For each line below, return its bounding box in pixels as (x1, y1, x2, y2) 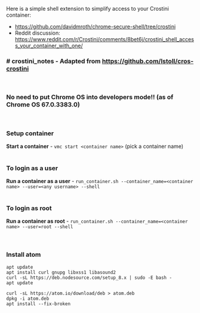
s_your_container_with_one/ (14, 42, 84, 49)
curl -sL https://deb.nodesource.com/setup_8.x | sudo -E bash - (6, 275, 172, 281)
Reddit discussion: (14, 29, 61, 37)
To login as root (6, 204, 52, 212)
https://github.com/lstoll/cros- (101, 57, 194, 65)
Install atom (6, 251, 41, 259)
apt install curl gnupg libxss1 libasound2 (6, 269, 116, 275)
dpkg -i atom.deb (6, 296, 50, 302)
